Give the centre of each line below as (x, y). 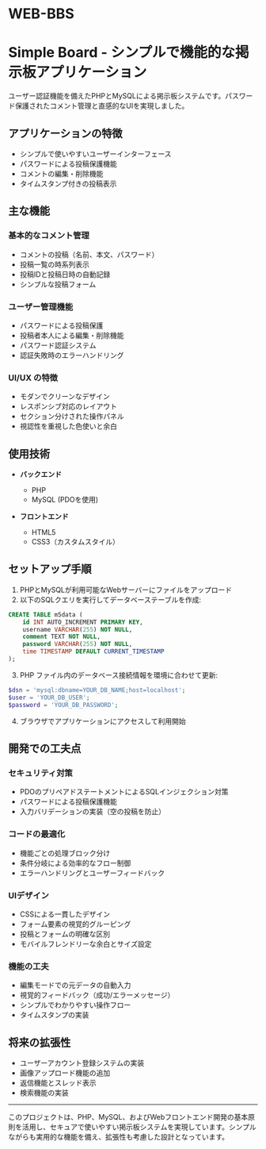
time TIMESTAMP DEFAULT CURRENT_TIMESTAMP (93, 651)
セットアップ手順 (50, 569)
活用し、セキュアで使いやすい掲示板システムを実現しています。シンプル (139, 1127)
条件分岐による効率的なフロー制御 (75, 863)
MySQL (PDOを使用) (65, 500)
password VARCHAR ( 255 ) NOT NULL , (78, 644)
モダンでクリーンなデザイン (65, 397)
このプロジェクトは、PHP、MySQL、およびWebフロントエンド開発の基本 (128, 1116)
